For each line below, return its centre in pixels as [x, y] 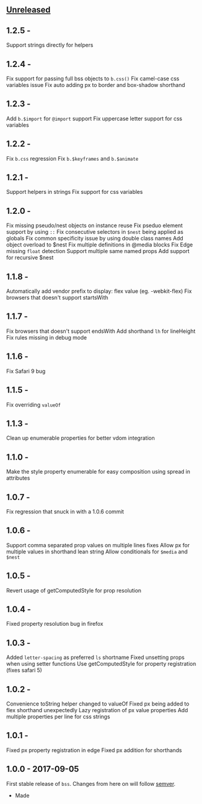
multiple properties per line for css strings [58, 717]
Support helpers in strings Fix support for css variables [74, 192]
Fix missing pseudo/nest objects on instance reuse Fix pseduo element [94, 225]
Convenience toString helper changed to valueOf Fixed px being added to [98, 704]
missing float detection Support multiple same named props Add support [98, 251]
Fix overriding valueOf [34, 405]
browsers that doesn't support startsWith [57, 298]
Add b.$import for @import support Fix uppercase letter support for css [94, 118]
